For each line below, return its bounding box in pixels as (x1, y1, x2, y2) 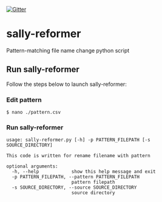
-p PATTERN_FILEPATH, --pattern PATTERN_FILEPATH (12, 174, 140, 180)
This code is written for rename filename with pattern (6, 153, 150, 159)
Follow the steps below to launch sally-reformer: (6, 80, 127, 88)
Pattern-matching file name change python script (6, 47, 130, 54)
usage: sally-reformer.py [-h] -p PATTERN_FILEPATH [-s (6, 137, 150, 143)
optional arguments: (6, 163, 59, 169)
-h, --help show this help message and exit (12, 169, 156, 175)
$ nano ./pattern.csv (6, 109, 61, 116)
